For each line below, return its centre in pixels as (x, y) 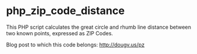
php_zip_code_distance (66, 11)
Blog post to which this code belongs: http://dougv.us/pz (75, 45)
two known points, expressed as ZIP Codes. (60, 33)
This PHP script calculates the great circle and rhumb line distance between (98, 27)
